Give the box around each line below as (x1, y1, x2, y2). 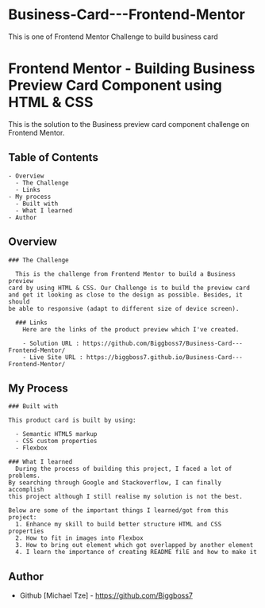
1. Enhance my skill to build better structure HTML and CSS (15, 521, 222, 529)
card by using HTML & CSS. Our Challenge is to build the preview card (8, 284, 250, 292)
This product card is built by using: (8, 416, 136, 425)
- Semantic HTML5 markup (15, 430, 98, 438)
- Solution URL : (22, 339, 80, 347)
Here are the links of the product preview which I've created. (22, 325, 240, 334)
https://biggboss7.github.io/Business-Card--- (86, 353, 244, 361)
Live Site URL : (29, 353, 83, 361)
